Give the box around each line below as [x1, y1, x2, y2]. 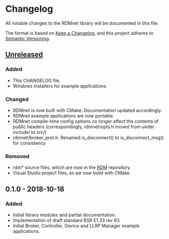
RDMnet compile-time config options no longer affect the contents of [12, 118, 159, 124]
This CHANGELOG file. [12, 77, 61, 84]
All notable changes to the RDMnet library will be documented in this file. [5, 20, 159, 26]
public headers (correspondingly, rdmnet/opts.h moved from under [12, 124, 155, 130]
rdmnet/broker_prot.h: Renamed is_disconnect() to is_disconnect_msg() [12, 134, 164, 141]
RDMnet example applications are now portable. [12, 112, 114, 118]
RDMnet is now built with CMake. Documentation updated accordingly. [12, 107, 162, 113]
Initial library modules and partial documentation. [12, 211, 116, 218]
